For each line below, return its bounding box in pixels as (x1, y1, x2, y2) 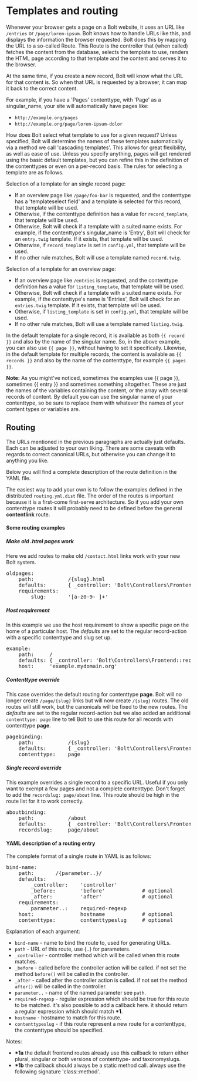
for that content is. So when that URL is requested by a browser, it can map (6, 78, 188, 86)
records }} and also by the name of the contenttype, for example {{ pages (6, 356, 186, 363)
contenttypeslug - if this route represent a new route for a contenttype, (14, 1021, 186, 1028)
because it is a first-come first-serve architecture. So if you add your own (6, 498, 184, 506)
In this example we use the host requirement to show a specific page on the (6, 621, 189, 629)
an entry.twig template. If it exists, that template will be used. (14, 235, 164, 242)
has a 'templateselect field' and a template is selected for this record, (14, 198, 182, 205)
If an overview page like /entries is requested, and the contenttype (14, 277, 178, 284)
